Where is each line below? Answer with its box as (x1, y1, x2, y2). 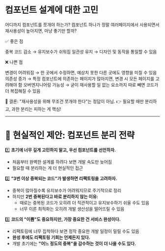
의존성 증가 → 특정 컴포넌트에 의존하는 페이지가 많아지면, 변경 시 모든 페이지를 (5, 76, 155, 82)
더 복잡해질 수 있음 (5, 88, 41, 94)
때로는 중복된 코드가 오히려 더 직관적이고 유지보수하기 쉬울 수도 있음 (19, 199, 150, 205)
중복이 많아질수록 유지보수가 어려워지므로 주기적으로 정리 (12, 187, 122, 193)
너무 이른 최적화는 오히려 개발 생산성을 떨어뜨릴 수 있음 (19, 206, 125, 212)
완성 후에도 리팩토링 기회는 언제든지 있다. (12, 234, 90, 240)
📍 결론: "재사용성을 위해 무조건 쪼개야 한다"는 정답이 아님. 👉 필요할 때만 (5, 98, 144, 104)
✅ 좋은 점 (5, 38, 24, 44)
